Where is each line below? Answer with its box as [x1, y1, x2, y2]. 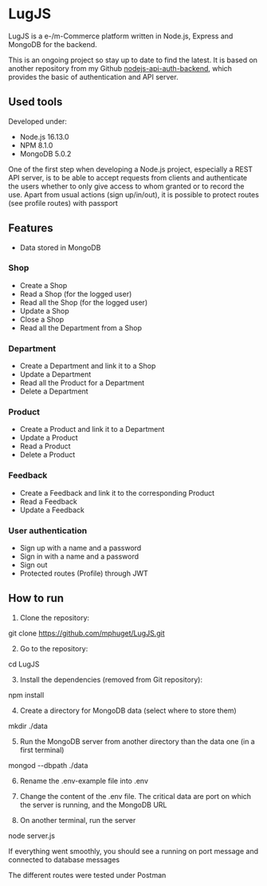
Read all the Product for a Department [19, 378, 145, 388]
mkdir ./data [8, 721, 48, 730]
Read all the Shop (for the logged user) [19, 297, 148, 307]
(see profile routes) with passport [8, 198, 118, 208]
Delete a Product [19, 450, 76, 460]
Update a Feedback [19, 504, 85, 515]
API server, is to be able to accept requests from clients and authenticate [8, 172, 248, 182]
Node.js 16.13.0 [19, 132, 69, 141]
